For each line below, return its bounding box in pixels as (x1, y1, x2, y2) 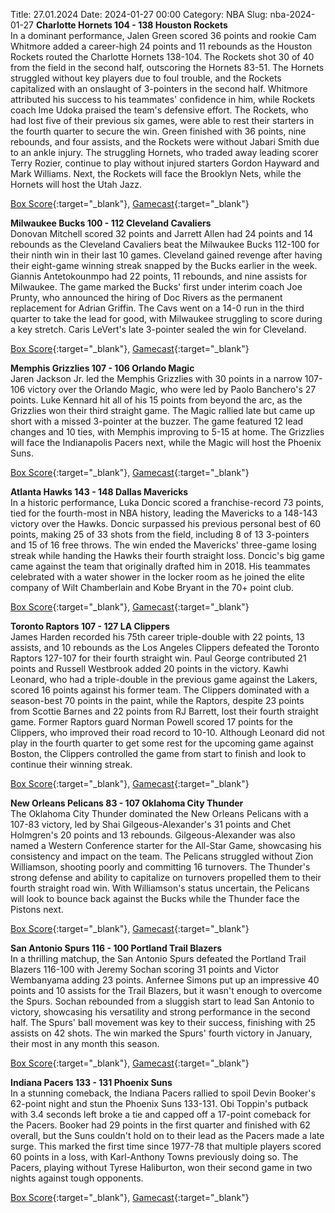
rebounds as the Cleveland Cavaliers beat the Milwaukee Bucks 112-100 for (10, 239, 320, 250)
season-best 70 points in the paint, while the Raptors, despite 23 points (10, 695, 305, 706)
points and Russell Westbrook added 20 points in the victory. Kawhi (10, 663, 289, 674)
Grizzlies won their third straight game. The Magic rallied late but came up (10, 405, 316, 416)
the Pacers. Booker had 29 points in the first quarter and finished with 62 (10, 1119, 311, 1131)
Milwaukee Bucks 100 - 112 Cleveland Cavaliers (10, 217, 212, 229)
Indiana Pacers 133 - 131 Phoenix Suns (10, 1077, 173, 1088)
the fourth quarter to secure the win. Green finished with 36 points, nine (10, 125, 307, 137)
